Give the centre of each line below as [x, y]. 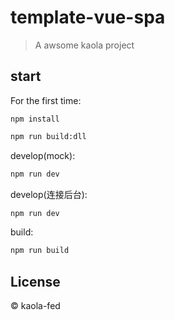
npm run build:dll [48, 136]
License [35, 281]
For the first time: [46, 100]
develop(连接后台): [49, 194]
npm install [35, 119]
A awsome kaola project [84, 45]
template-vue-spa [88, 17]
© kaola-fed [35, 306]
